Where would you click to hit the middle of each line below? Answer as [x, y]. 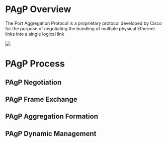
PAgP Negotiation [33, 82]
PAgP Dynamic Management [51, 134]
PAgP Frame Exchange [41, 99]
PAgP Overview [38, 9]
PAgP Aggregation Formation [52, 117]
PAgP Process [35, 64]
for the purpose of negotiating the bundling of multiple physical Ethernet [80, 28]
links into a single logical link [35, 34]
